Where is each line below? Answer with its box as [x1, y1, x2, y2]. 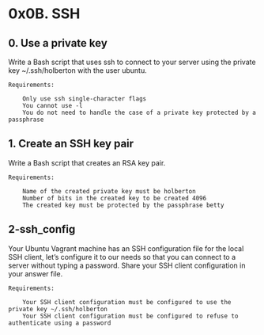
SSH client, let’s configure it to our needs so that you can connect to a [8, 252, 236, 261]
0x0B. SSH [8, 5, 81, 23]
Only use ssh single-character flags [22, 95, 147, 103]
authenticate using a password [8, 318, 111, 327]
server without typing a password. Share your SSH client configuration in [8, 261, 246, 270]
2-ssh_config [8, 223, 76, 236]
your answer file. [8, 268, 63, 278]
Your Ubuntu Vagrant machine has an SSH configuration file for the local [8, 243, 244, 253]
